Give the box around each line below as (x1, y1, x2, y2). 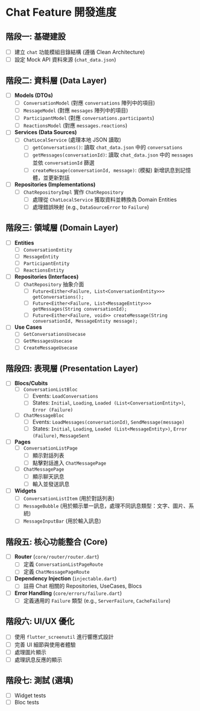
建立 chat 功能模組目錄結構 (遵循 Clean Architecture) (14, 49, 145, 55)
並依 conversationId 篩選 (32, 159, 95, 166)
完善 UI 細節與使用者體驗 (14, 641, 76, 648)
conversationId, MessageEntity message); (32, 318, 138, 324)
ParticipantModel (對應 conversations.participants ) (23, 114, 155, 122)
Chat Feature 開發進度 (5, 5, 117, 19)
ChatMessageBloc (23, 413, 64, 419)
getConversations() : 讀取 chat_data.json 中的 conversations (32, 144, 183, 151)
